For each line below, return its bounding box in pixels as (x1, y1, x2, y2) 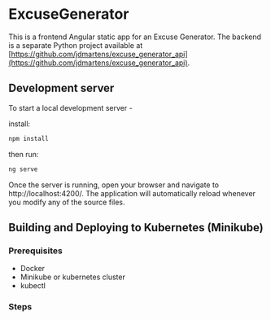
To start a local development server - (8, 103, 133, 112)
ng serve (8, 164, 38, 173)
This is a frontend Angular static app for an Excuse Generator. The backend (8, 32, 262, 42)
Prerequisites (8, 245, 63, 256)
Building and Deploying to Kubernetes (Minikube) (8, 221, 264, 235)
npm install (8, 134, 49, 142)
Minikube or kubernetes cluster (20, 272, 126, 282)
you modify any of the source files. (8, 197, 125, 207)
